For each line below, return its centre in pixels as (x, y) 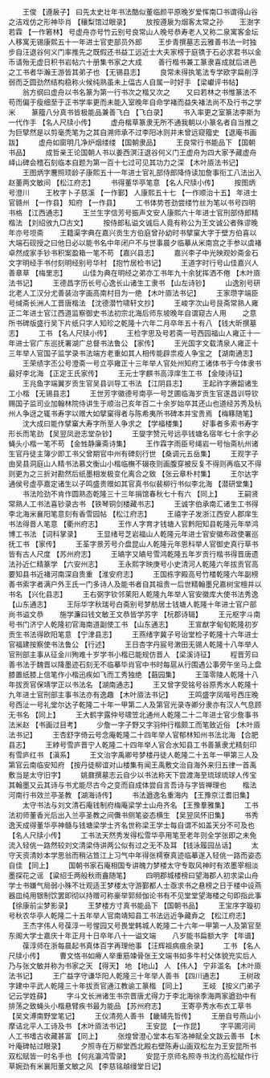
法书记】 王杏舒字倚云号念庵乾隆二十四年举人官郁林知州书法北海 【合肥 (133, 735)
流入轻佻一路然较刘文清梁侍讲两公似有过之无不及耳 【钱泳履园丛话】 (122, 845)
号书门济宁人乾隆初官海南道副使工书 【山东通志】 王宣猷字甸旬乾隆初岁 (133, 624)
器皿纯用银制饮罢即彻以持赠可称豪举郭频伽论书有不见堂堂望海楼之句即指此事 (135, 895)
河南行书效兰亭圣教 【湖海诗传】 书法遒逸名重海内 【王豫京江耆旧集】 (131, 795)
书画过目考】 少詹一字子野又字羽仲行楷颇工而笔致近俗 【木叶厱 (149, 725)
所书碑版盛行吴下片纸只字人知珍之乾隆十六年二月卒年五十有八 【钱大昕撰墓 (133, 323)
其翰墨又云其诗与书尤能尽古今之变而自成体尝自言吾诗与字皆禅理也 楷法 (133, 785)
